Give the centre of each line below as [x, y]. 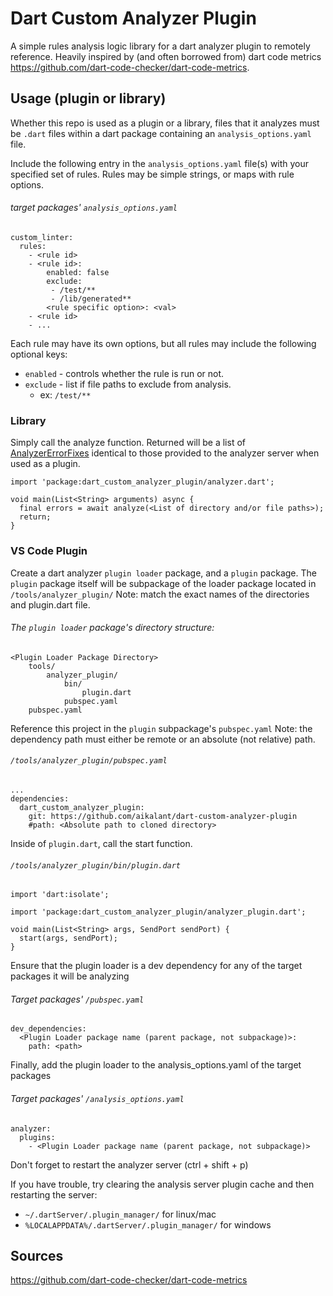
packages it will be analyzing [70, 976]
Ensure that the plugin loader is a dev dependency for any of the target [156, 966]
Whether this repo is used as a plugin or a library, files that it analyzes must [165, 123]
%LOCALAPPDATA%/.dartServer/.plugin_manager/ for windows [148, 1224]
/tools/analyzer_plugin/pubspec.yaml [89, 761]
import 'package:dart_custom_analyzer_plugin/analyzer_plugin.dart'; [158, 912]
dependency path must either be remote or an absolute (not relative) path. [163, 739]
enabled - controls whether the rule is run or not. [124, 373]
